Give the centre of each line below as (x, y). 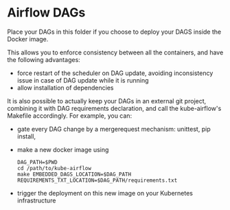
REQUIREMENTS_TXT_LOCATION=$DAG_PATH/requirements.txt (97, 180)
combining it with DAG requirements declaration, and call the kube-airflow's (114, 108)
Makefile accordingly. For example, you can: (70, 116)
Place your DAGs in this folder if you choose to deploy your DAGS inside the (114, 32)
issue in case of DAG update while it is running (83, 80)
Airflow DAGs (46, 13)
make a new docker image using (63, 149)
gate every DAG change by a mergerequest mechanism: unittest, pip (114, 129)
